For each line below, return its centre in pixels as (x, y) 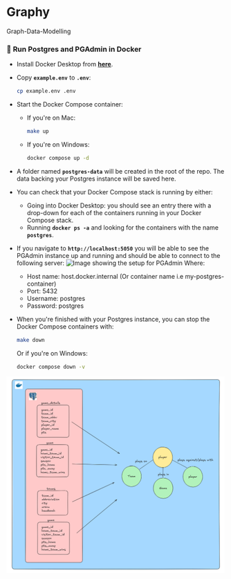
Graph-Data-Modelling (39, 31)
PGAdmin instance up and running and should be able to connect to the (118, 255)
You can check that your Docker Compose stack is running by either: (114, 192)
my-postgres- (205, 276)
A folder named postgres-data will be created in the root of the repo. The (120, 171)
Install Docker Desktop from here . (65, 64)
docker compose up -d (58, 158)
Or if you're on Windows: (52, 353)
